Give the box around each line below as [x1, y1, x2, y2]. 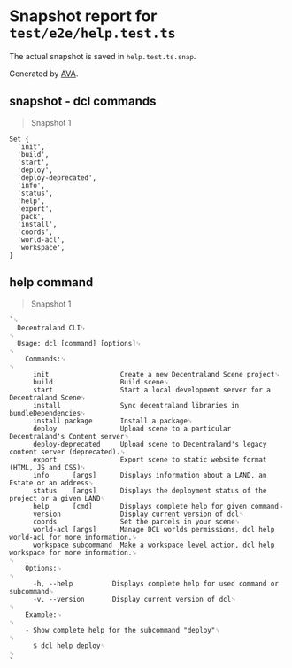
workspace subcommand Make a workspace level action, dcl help [32, 540, 275, 549]
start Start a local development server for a [32, 385, 272, 394]
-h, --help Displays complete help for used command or [32, 579, 279, 588]
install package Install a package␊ [32, 416, 193, 425]
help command [9, 275, 94, 290]
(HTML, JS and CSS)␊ [9, 462, 87, 471]
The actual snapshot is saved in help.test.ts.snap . [9, 50, 196, 61]
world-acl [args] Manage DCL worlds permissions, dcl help [32, 524, 275, 533]
